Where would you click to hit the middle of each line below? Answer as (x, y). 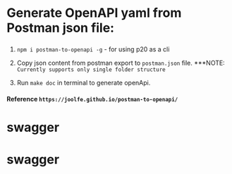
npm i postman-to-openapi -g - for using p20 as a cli (93, 49)
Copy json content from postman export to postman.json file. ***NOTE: (121, 63)
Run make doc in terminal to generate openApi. (84, 83)
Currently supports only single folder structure (91, 70)
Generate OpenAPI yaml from (94, 13)
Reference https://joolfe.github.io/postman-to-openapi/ (92, 99)
